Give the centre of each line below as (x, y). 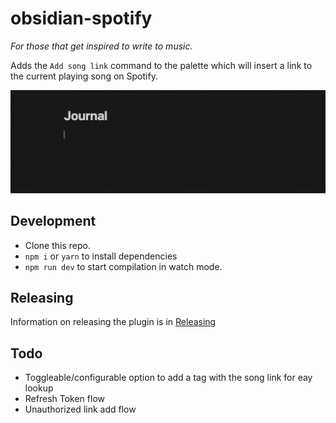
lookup (39, 388)
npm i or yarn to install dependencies (101, 256)
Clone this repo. (57, 245)
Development (53, 221)
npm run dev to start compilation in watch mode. (123, 266)
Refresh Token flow (64, 399)
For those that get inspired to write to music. (101, 46)
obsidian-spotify (81, 18)
